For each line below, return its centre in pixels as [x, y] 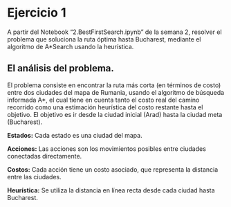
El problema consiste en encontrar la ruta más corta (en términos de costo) [114, 85]
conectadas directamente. [45, 156]
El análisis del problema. [61, 68]
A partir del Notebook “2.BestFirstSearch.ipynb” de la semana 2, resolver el [115, 32]
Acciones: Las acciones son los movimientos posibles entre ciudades [107, 148]
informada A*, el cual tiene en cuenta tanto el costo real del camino [103, 100]
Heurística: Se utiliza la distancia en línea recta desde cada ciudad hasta [111, 190]
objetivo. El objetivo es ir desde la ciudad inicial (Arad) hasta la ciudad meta [115, 114]
